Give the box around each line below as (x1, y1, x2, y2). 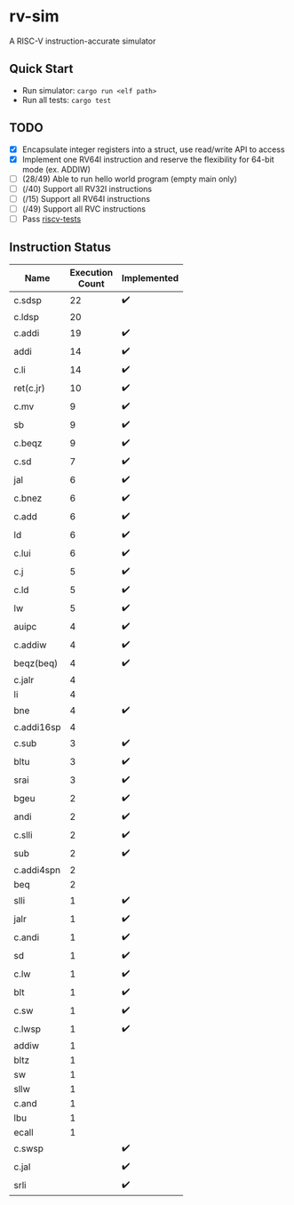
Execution (69, 266, 114, 278)
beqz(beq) (13, 657, 59, 670)
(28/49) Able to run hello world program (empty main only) (21, 173, 238, 184)
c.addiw (13, 639, 47, 651)
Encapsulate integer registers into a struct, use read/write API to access (21, 144, 286, 155)
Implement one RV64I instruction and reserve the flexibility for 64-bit (21, 154, 274, 165)
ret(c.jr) (13, 382, 46, 395)
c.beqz (13, 438, 43, 450)
